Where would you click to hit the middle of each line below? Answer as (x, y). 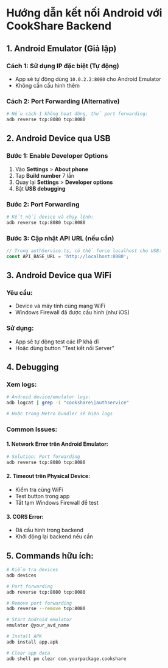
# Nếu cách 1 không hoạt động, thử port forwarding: (77, 114)
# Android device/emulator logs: (49, 397)
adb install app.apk (33, 642)
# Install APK (24, 636)
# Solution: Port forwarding (43, 457)
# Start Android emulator (39, 620)
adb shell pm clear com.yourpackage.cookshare (66, 659)
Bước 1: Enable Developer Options (57, 156)
